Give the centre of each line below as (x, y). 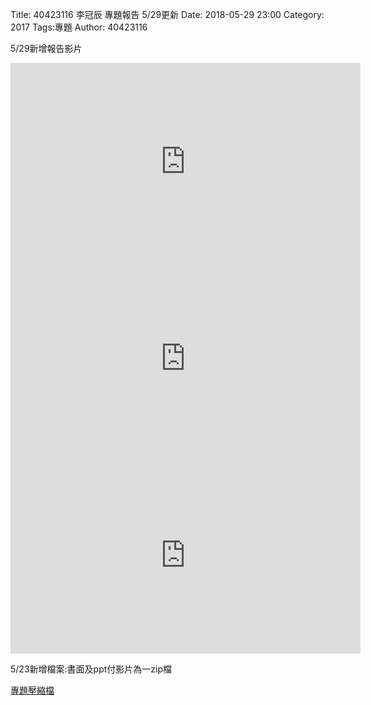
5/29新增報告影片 (46, 48)
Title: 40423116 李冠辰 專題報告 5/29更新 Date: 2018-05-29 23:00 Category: (167, 14)
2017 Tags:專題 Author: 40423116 (79, 27)
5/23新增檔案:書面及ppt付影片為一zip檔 (91, 669)
